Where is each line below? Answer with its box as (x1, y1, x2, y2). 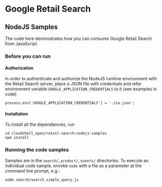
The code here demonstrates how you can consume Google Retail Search (5, 35, 152, 41)
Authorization (5, 65, 34, 71)
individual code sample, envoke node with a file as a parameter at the (5, 163, 142, 169)
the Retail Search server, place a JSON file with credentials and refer (5, 81, 142, 87)
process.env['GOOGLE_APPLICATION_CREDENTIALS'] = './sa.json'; (5, 101, 135, 105)
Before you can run (5, 52, 51, 59)
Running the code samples (5, 147, 69, 153)
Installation (5, 111, 28, 117)
